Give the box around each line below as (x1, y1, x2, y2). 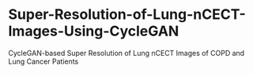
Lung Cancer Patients (8, 57, 79, 66)
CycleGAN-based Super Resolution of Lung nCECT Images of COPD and (8, 48, 245, 57)
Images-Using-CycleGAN (8, 22, 179, 40)
